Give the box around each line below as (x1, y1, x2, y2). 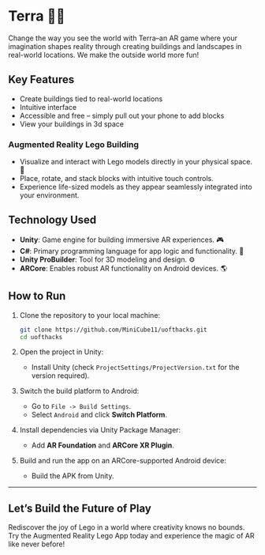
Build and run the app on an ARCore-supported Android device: (19, 456, 226, 466)
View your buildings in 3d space (19, 119, 125, 129)
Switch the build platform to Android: (19, 387, 140, 396)
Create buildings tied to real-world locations (19, 94, 163, 104)
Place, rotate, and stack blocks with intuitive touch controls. (19, 174, 215, 183)
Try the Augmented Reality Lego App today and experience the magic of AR (8, 531, 255, 541)
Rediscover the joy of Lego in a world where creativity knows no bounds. (8, 523, 245, 532)
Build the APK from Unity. (31, 471, 114, 481)
